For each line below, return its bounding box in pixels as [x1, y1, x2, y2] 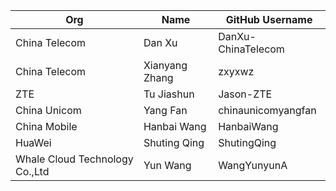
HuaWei [15, 136, 52, 149]
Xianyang [143, 59, 188, 72]
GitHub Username [225, 13, 313, 26]
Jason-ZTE [218, 87, 273, 101]
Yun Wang [143, 159, 192, 172]
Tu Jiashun [143, 87, 195, 101]
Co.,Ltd [15, 165, 50, 178]
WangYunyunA [218, 159, 288, 172]
